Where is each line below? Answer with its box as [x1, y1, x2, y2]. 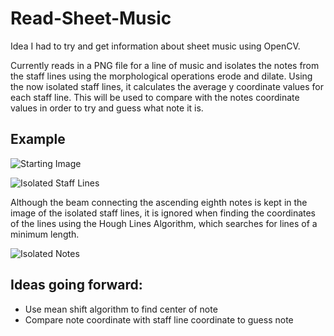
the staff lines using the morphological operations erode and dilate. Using [10, 70, 313, 82]
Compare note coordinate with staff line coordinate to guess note [24, 313, 294, 326]
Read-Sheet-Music [10, 7, 172, 30]
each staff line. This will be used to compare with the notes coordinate [10, 91, 300, 103]
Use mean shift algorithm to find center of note [24, 303, 218, 315]
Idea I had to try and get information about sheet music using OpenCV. [10, 40, 301, 52]
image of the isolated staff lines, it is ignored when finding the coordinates [10, 207, 317, 219]
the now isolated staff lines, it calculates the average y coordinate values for [10, 80, 325, 92]
